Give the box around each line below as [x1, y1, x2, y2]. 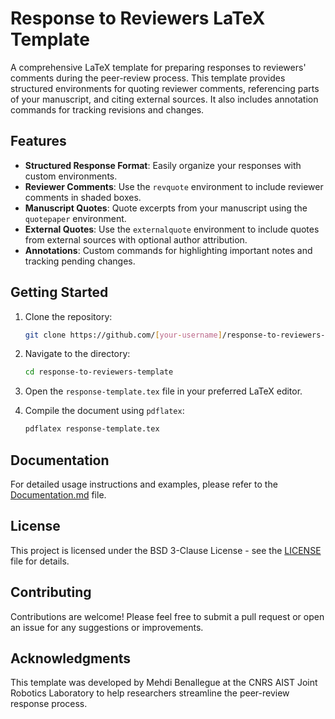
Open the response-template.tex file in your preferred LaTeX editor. [24, 385, 303, 397]
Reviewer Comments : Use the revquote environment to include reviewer [24, 180, 324, 192]
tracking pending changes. [24, 255, 136, 267]
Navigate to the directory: [24, 348, 131, 360]
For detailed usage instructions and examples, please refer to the [10, 478, 278, 490]
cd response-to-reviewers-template [24, 367, 174, 377]
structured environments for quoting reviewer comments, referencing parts [10, 82, 320, 94]
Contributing [10, 584, 92, 601]
